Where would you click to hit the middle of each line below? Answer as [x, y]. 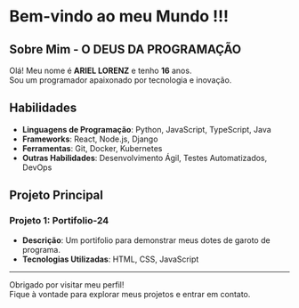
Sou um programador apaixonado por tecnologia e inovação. [121, 80]
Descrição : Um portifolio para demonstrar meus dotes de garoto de [146, 240]
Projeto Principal [57, 195]
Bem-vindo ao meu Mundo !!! [119, 16]
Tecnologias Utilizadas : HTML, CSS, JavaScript [110, 259]
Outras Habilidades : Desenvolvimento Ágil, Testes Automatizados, [145, 158]
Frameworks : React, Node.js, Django [90, 139]
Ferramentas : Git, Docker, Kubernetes [92, 148]
